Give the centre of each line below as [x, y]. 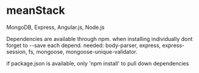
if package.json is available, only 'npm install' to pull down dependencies [98, 63]
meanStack [36, 11]
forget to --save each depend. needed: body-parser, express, [84, 45]
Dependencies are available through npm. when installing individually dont [100, 39]
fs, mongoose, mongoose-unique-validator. [83, 51]
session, [17, 51]
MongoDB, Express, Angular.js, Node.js [55, 27]
